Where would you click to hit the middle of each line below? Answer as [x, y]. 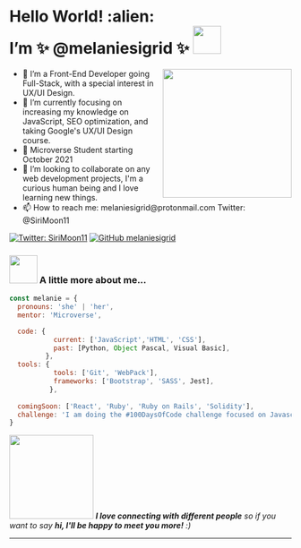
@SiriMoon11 [46, 220]
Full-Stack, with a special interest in [88, 83]
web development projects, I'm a [82, 178]
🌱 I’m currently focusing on [72, 102]
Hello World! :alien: [82, 17]
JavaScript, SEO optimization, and [85, 121]
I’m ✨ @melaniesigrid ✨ [99, 49]
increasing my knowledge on [76, 111]
